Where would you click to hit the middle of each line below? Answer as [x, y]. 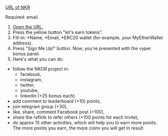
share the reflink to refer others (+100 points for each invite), [76, 117]
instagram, [31, 80]
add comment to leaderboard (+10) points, [57, 101]
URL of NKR [18, 7]
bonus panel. [26, 54]
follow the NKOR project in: [41, 69]
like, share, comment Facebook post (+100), [58, 112]
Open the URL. [28, 27]
